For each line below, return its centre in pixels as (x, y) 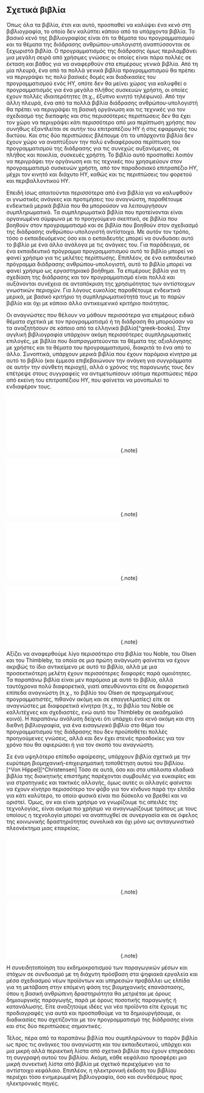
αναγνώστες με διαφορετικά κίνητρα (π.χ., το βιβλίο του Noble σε (90, 705)
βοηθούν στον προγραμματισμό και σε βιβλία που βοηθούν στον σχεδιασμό (102, 225)
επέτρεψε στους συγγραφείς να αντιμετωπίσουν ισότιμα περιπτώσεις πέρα (102, 373)
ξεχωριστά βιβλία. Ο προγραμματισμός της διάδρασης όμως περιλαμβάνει (102, 51)
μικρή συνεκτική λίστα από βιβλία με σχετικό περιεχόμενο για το (88, 1064)
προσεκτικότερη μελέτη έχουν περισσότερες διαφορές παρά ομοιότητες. (99, 673)
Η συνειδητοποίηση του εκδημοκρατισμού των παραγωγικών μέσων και (97, 967)
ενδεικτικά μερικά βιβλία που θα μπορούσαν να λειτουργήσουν (87, 206)
